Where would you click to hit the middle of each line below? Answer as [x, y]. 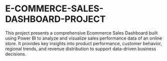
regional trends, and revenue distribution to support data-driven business [81, 49]
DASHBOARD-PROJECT [55, 19]
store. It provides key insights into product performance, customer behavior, [84, 43]
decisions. [16, 54]
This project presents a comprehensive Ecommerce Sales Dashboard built [81, 33]
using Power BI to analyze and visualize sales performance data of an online [84, 38]
